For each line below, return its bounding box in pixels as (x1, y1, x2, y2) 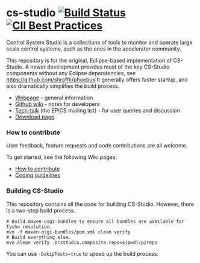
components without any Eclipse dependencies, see (6, 69, 136, 76)
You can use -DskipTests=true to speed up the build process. (6, 250, 158, 257)
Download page (14, 113, 55, 120)
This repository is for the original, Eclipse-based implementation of (6, 57, 172, 64)
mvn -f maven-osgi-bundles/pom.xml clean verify (6, 229, 131, 235)
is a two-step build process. (6, 206, 75, 214)
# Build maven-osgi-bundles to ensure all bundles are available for (6, 218, 185, 224)
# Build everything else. (6, 234, 71, 240)
